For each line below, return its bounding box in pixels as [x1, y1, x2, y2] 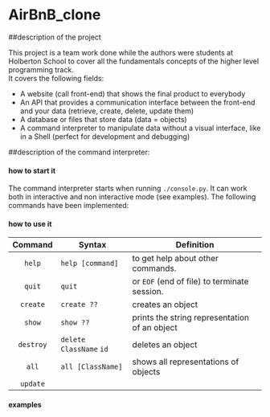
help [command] [60, 259, 119, 268]
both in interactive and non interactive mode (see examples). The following [8, 192, 256, 202]
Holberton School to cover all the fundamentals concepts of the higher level [8, 56, 260, 66]
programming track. [8, 64, 74, 74]
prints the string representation [132, 312, 249, 323]
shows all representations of [132, 356, 239, 367]
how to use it [8, 219, 52, 228]
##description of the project [8, 32, 102, 42]
